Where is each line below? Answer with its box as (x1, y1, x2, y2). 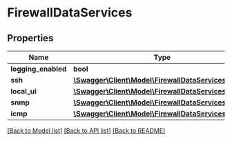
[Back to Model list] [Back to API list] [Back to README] (7, 127, 166, 135)
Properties (7, 32, 54, 44)
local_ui (10, 87, 37, 96)
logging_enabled (10, 64, 67, 74)
